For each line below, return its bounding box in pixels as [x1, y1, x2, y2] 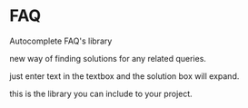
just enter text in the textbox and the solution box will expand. [9, 70, 240, 82]
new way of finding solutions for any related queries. [9, 53, 207, 64]
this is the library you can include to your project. [9, 88, 193, 99]
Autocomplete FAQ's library [9, 35, 113, 46]
